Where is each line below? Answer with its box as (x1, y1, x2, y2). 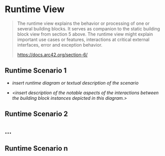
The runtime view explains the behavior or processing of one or (17, 20, 150, 26)
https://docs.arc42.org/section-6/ (17, 52, 88, 58)
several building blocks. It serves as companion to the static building (17, 25, 160, 31)
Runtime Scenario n (5, 144, 68, 152)
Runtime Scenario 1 (5, 66, 67, 75)
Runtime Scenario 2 (5, 110, 68, 119)
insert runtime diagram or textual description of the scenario (12, 80, 139, 86)
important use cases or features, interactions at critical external (17, 36, 150, 43)
